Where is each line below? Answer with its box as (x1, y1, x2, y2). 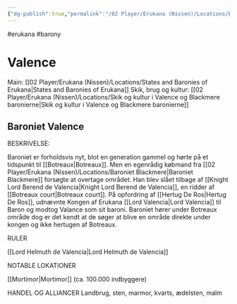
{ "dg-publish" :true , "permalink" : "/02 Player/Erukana (7, 10, 166, 18)
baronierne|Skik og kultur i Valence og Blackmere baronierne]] (7, 100, 189, 109)
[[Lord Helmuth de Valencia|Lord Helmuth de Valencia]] (7, 248, 169, 256)
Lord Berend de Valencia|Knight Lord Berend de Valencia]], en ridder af (7, 183, 215, 191)
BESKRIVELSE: (7, 139, 51, 148)
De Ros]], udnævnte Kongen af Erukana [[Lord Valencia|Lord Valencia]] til (7, 198, 221, 207)
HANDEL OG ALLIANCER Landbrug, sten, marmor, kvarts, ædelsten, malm (7, 288, 222, 297)
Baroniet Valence (7, 121, 85, 133)
